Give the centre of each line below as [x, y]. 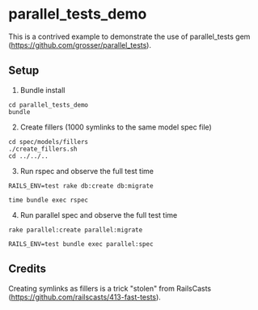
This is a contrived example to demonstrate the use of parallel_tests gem [129, 36]
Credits [27, 269]
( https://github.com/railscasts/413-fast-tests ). [85, 297]
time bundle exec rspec [49, 200]
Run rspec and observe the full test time [87, 171]
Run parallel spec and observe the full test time [99, 214]
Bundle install [42, 90]
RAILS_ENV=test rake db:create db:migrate [81, 186]
